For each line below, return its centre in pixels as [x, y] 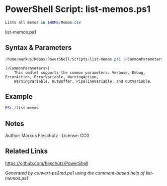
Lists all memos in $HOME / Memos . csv [43, 22]
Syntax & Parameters [39, 48]
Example [19, 96]
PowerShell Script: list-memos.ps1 [78, 9]
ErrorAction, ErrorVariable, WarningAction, [52, 77]
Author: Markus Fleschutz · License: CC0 [47, 135]
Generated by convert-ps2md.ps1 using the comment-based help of [75, 173]
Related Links [27, 151]
